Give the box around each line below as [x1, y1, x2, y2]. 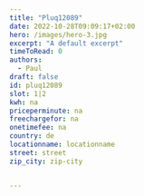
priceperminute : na [9, 106, 83, 115]
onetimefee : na [9, 123, 67, 132]
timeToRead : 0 [9, 47, 63, 56]
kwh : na [9, 97, 39, 107]
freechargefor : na [9, 114, 79, 123]
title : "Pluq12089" [9, 13, 83, 23]
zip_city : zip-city [9, 156, 83, 166]
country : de [9, 132, 54, 141]
